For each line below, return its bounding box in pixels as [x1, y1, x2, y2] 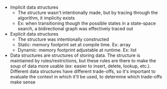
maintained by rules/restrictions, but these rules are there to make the [10, 58, 156, 63]
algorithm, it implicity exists [17, 15, 75, 21]
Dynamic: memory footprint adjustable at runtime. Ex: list [17, 47, 137, 53]
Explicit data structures [10, 31, 58, 37]
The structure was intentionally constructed [17, 36, 109, 42]
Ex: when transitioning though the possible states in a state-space [17, 20, 156, 26]
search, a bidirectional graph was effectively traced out [17, 26, 133, 32]
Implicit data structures [10, 5, 58, 10]
